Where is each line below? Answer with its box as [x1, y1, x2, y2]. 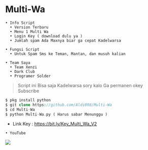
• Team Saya [5, 60, 30, 65]
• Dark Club [10, 69, 35, 74]
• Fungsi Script [5, 47, 40, 52]
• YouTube [5, 131, 26, 136]
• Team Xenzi [10, 64, 38, 69]
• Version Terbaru [10, 24, 49, 30]
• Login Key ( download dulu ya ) [10, 33, 83, 39]
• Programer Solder [10, 73, 51, 79]
